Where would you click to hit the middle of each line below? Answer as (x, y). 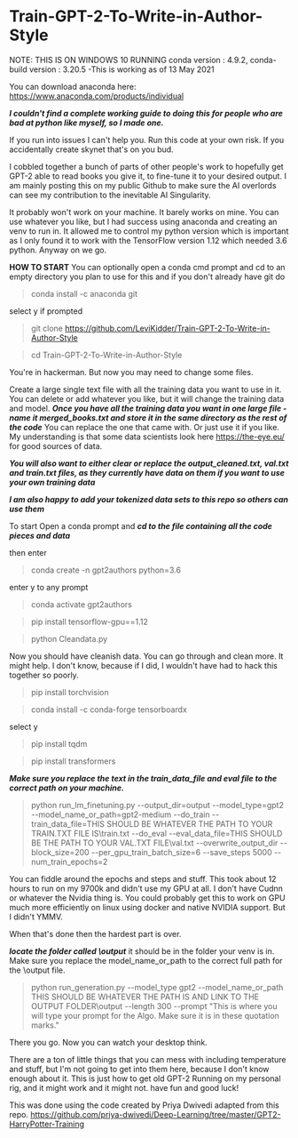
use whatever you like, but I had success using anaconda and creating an (143, 221)
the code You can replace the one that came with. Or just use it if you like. (144, 427)
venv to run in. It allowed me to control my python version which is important (149, 231)
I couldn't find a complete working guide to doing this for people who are (146, 113)
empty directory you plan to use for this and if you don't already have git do (147, 276)
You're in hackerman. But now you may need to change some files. (131, 372)
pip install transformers (73, 761)
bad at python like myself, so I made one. (86, 123)
